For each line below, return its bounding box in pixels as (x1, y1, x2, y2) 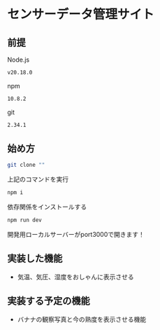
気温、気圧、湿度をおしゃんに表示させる (17, 273, 134, 281)
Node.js (7, 55, 30, 64)
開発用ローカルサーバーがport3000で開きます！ (7, 231, 145, 239)
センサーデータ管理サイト (7, 6, 155, 22)
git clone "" (7, 162, 45, 169)
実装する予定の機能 (7, 295, 90, 307)
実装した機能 (7, 253, 63, 265)
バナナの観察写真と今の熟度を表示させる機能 (17, 315, 147, 323)
